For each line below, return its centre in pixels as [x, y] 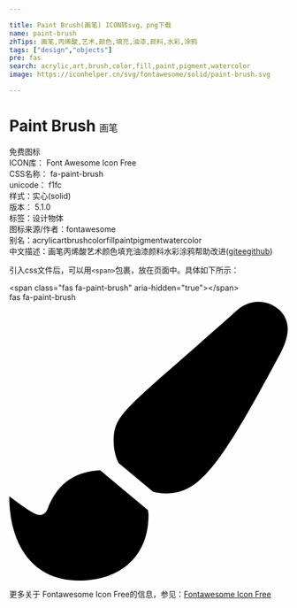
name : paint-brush [43, 33]
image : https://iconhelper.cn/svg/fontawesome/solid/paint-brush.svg [140, 75]
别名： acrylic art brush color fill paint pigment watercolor [106, 240]
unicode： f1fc [35, 185]
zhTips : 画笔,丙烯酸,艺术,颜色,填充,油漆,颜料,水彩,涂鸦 [103, 42]
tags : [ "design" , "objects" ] [61, 50]
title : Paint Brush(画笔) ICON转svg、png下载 [91, 25]
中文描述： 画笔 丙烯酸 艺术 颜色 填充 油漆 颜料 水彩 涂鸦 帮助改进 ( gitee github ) [141, 251]
